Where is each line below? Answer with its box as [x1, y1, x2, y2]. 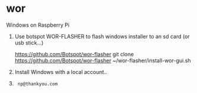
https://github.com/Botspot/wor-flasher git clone [14, 50, 134, 57]
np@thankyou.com [17, 81, 58, 87]
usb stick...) [14, 39, 44, 46]
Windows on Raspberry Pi [6, 21, 70, 28]
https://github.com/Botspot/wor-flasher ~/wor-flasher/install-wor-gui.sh [14, 57, 191, 64]
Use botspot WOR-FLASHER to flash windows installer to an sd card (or [14, 33, 190, 40]
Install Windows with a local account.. [14, 68, 107, 75]
